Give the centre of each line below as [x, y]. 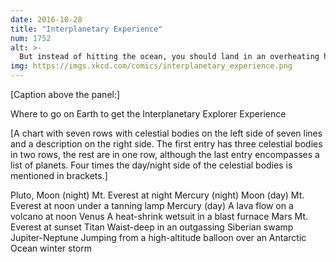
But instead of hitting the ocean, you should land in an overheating [169, 57]
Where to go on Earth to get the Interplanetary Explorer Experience [148, 114]
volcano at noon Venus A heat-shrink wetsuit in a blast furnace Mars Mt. [159, 216]
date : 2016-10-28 [46, 19]
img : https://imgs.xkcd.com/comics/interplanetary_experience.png [151, 66]
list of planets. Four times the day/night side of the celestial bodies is [151, 165]
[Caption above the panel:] [65, 94]
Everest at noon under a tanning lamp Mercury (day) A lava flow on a [152, 205]
